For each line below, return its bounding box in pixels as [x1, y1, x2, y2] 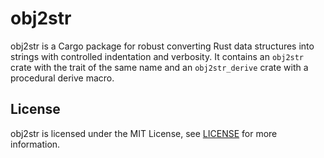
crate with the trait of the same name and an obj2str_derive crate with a [10, 61, 309, 73]
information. [10, 138, 61, 150]
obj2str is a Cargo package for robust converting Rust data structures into [10, 40, 315, 52]
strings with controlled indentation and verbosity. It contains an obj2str [10, 50, 305, 62]
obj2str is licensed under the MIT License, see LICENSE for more [10, 127, 278, 139]
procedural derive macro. [10, 72, 115, 84]
